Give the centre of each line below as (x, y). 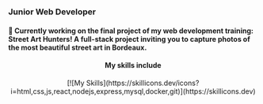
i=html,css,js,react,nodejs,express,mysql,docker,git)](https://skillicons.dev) (133, 91)
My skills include (133, 65)
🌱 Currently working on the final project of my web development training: (131, 31)
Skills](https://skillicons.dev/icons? (143, 83)
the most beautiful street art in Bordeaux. (78, 47)
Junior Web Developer (52, 12)
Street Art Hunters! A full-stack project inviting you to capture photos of (130, 39)
